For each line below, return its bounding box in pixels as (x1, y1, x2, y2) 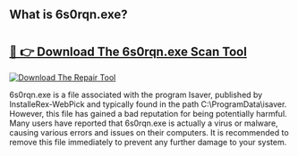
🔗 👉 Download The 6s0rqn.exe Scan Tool (9, 44, 248, 59)
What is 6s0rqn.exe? (9, 7, 128, 22)
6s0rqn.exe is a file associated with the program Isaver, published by (9, 89, 263, 100)
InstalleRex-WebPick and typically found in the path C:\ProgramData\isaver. (9, 99, 287, 110)
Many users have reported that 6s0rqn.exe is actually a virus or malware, (9, 118, 279, 128)
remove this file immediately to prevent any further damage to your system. (9, 137, 287, 147)
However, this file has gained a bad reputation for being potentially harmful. (9, 109, 288, 119)
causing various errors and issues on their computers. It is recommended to (9, 127, 289, 137)
